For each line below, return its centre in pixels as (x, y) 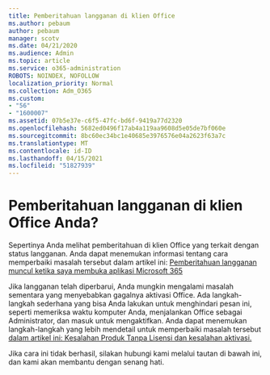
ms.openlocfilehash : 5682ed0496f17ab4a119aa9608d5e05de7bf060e (117, 128)
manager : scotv (34, 38)
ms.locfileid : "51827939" (52, 166)
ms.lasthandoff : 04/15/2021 (56, 158)
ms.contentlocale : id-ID (50, 151)
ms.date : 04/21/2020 (43, 46)
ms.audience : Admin (41, 53)
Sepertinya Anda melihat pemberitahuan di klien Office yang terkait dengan (134, 245)
